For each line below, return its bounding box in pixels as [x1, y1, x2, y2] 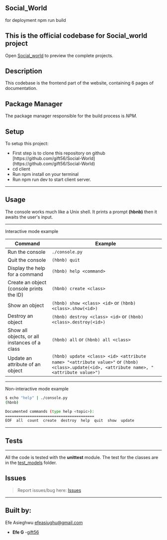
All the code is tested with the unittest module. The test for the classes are [5, 455, 159, 461]
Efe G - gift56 [12, 529, 39, 535]
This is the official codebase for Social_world [5, 32, 148, 40]
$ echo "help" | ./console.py [5, 395, 68, 400]
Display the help [7, 264, 46, 271]
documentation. [5, 85, 38, 91]
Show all [7, 326, 28, 333]
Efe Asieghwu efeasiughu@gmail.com [5, 519, 83, 526]
